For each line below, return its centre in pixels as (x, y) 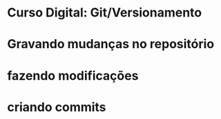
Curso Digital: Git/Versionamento (105, 13)
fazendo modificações (73, 75)
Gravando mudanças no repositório (111, 44)
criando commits (57, 107)
